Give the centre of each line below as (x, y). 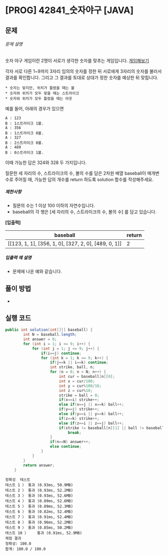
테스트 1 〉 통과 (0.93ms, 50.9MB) (39, 485)
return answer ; (39, 465)
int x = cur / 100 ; (77, 381)
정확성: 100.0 (18, 544)
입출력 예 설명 (18, 258)
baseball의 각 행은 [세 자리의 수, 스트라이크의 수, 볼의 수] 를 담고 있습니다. (84, 212)
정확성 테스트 (18, 480)
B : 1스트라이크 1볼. (24, 123)
